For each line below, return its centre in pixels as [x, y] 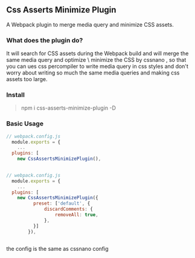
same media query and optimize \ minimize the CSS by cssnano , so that [96, 60]
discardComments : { [69, 209]
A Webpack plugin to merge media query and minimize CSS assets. [90, 24]
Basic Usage [25, 124]
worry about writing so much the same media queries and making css [93, 73]
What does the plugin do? [45, 40]
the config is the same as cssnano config [57, 249]
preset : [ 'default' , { [62, 203]
